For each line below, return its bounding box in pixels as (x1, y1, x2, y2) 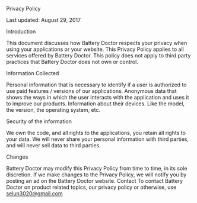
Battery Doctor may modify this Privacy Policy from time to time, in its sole (6, 165, 188, 172)
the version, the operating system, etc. (6, 107, 101, 113)
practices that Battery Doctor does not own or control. (6, 59, 138, 65)
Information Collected (6, 70, 59, 76)
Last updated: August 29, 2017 (6, 17, 81, 23)
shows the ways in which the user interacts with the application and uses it (6, 94, 189, 101)
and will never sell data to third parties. (6, 142, 101, 149)
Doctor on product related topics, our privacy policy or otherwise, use (6, 183, 177, 191)
